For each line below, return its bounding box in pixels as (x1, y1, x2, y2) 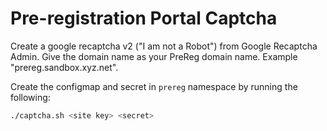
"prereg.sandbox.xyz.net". (10, 61, 119, 73)
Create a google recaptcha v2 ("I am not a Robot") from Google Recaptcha (10, 40, 318, 52)
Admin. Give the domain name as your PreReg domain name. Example (10, 50, 298, 62)
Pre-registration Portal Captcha (10, 7, 278, 30)
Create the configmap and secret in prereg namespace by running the (10, 80, 298, 92)
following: (10, 91, 51, 103)
